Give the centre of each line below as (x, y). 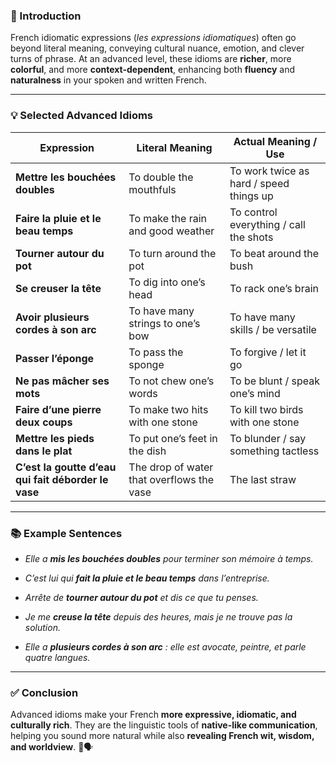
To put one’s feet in (173, 438)
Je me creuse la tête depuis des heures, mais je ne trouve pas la (158, 616)
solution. (42, 627)
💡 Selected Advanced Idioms (82, 116)
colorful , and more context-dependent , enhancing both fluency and (153, 70)
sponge (146, 364)
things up (251, 196)
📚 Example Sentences (66, 533)
